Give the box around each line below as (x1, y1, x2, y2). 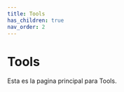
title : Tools (7, 10, 46, 18)
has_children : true (7, 17, 64, 24)
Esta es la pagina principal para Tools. (7, 77, 117, 85)
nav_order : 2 (7, 23, 46, 30)
